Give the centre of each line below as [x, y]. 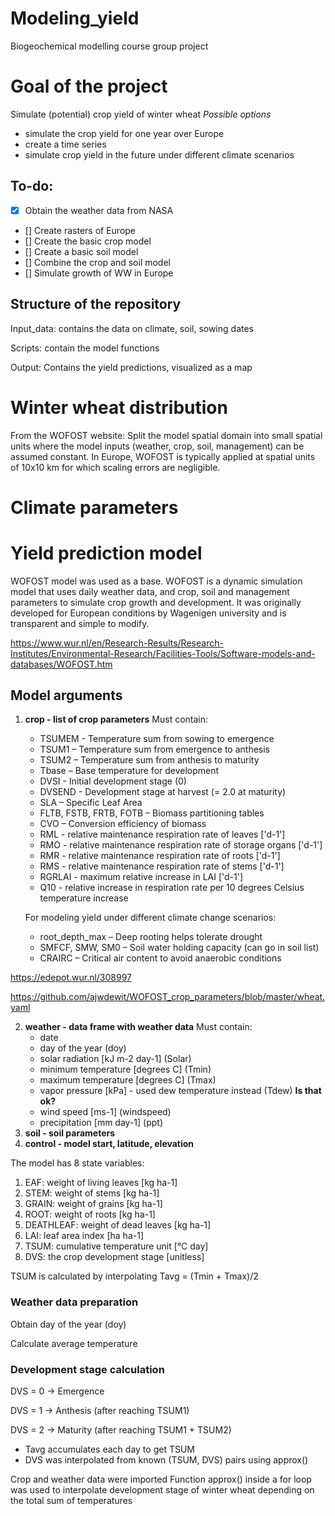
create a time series [65, 144]
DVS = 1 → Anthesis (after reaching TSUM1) [100, 1411]
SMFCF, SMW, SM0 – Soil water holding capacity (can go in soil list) [179, 948]
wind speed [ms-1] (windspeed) [105, 1112]
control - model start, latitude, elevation [109, 1144]
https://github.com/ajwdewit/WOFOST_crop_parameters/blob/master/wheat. [168, 997]
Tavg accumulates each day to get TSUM [109, 1449]
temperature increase [84, 898]
